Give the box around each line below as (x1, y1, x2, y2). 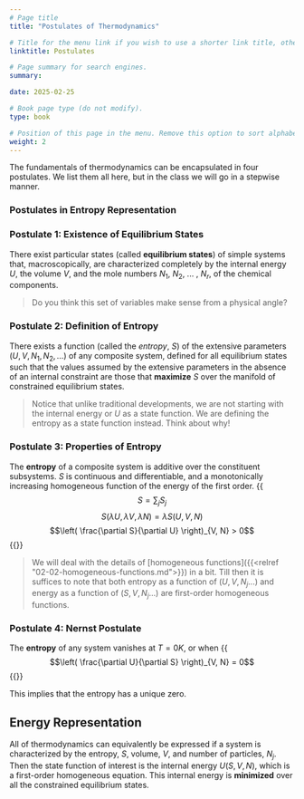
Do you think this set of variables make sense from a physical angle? (31, 297, 288, 308)
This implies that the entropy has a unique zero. (9, 688, 187, 699)
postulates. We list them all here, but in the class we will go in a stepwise (9, 171, 280, 182)
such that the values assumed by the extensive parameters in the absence (9, 361, 287, 372)
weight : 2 (9, 137, 47, 146)
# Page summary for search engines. (9, 63, 147, 72)
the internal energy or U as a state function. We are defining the (31, 409, 270, 419)
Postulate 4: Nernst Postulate (9, 622, 142, 635)
